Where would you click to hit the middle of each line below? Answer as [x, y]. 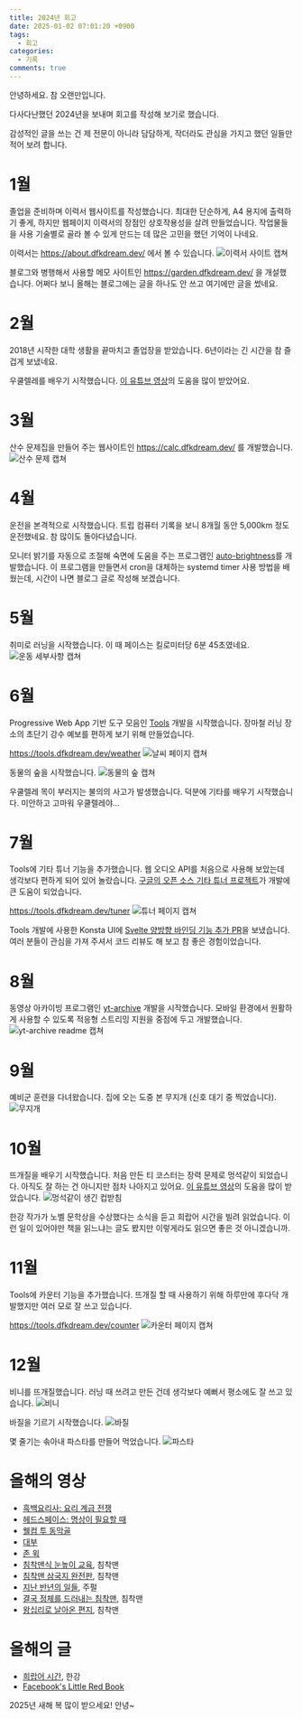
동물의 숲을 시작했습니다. [53, 772]
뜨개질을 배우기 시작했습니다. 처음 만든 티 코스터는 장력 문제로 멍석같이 [133, 1175]
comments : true [38, 69]
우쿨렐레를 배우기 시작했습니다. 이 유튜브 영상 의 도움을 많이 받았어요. [129, 380]
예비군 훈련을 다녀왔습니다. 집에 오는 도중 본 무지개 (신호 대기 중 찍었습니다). [143, 1098]
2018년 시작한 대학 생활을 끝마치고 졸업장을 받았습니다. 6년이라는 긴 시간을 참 [146, 350]
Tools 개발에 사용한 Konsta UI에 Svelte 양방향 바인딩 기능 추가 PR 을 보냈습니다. [150, 930]
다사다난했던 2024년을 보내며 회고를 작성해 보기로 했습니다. [114, 114]
